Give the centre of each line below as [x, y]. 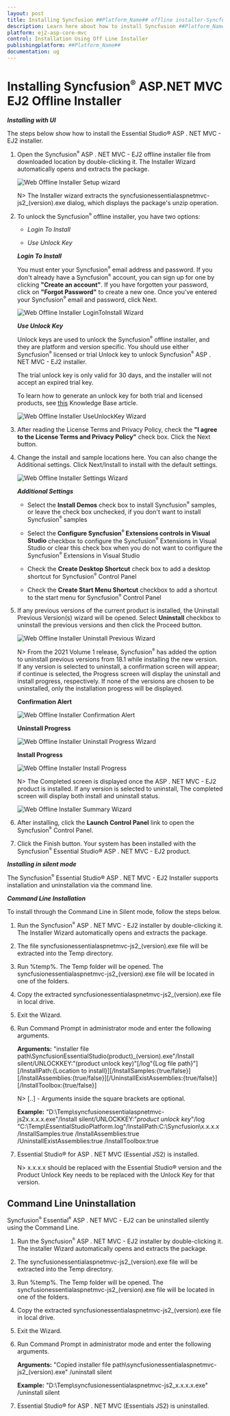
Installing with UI [31, 120]
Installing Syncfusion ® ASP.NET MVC [115, 86]
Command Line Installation [47, 898]
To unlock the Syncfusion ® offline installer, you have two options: [108, 216]
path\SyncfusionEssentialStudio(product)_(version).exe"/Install [105, 1056]
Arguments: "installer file [53, 1048]
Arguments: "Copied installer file [64, 1365]
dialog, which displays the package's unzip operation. [143, 202]
